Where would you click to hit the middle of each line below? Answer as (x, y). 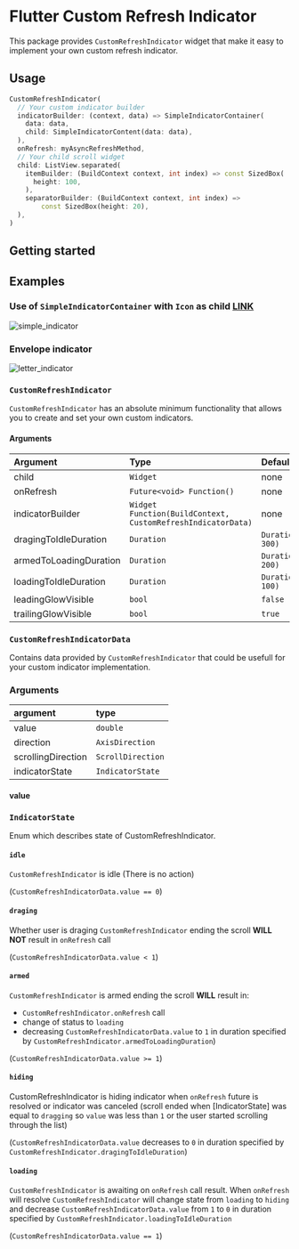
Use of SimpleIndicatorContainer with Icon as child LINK (132, 306)
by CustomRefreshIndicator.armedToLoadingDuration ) (119, 1041)
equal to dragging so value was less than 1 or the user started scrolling (139, 1115)
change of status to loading (73, 1022)
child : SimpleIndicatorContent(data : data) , (109, 132)
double (109, 728)
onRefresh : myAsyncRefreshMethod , (81, 149)
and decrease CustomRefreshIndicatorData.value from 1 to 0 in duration (141, 1209)
